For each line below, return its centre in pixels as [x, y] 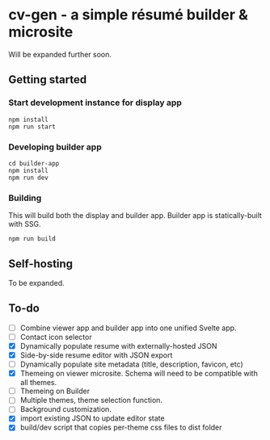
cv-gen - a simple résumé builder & [128, 15]
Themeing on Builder [55, 391]
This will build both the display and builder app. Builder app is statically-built [135, 216]
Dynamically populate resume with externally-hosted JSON [118, 346]
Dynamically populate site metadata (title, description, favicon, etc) [132, 364]
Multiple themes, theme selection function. [91, 400]
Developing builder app [55, 147]
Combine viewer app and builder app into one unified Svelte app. [128, 328]
